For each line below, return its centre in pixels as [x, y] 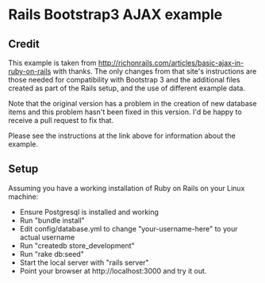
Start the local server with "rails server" [84, 262]
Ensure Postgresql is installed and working [89, 212]
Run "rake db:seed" [52, 254]
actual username [47, 237]
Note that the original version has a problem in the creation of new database [132, 103]
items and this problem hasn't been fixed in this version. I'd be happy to [125, 112]
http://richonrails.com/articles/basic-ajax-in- [171, 63]
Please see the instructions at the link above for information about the [122, 136]
